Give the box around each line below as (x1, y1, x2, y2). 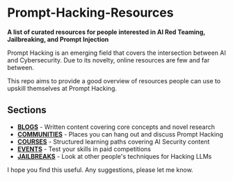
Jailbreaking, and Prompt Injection (7, 35, 109, 43)
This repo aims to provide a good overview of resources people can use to (7, 76, 221, 85)
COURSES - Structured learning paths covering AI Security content (17, 137, 210, 146)
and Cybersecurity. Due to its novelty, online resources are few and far (7, 55, 210, 64)
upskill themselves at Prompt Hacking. (7, 84, 117, 92)
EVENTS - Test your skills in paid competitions (17, 144, 152, 153)
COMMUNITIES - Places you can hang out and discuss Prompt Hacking (17, 130, 224, 138)
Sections (7, 104, 47, 116)
